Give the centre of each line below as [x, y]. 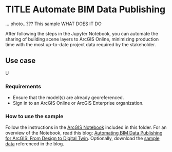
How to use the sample [34, 116]
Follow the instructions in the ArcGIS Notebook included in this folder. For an [86, 127]
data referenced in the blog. [35, 144]
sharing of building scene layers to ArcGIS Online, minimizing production [82, 39]
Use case [21, 61]
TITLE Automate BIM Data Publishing [85, 9]
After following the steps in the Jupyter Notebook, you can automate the [82, 33]
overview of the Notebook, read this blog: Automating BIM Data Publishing [84, 133]
